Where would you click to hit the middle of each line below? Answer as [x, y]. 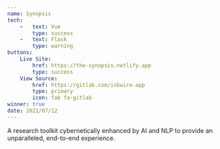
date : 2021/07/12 [32, 111]
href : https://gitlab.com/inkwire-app [89, 85]
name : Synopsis [29, 14]
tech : [15, 20]
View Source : [39, 78]
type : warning [53, 46]
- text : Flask [44, 40]
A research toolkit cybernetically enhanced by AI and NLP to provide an [110, 130]
